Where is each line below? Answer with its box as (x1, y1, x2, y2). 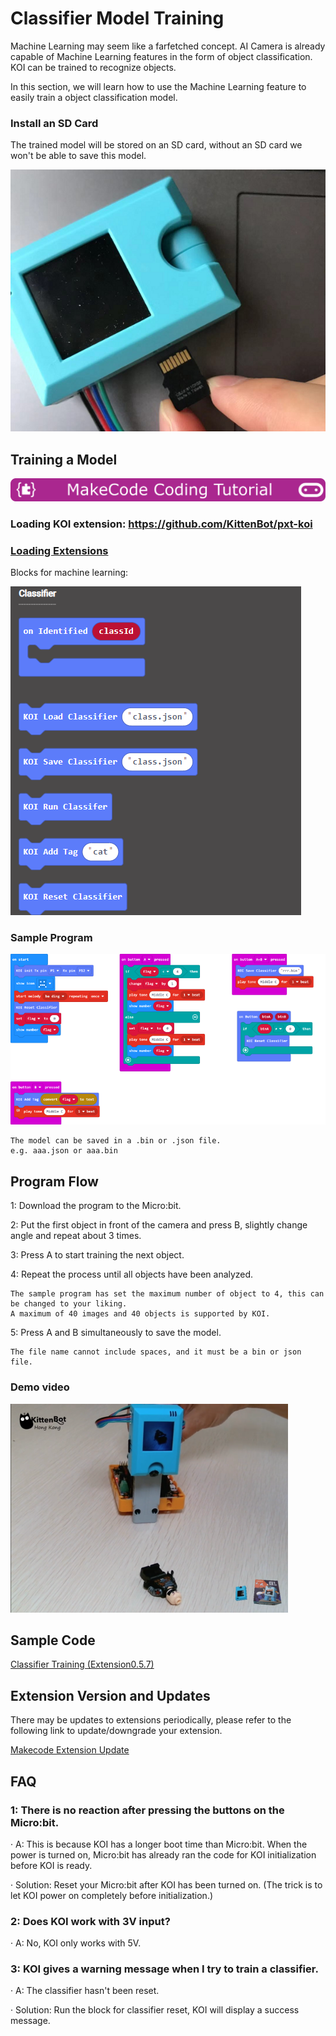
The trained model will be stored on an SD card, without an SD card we (10, 139, 303, 151)
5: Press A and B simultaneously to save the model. (10, 1327, 222, 1339)
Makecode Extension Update (10, 1744, 130, 1756)
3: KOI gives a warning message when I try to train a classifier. (10, 1962, 319, 1976)
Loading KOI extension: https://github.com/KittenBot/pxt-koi (10, 517, 313, 531)
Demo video (10, 1380, 70, 1394)
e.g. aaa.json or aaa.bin (10, 1146, 118, 1156)
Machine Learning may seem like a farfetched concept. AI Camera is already (10, 40, 326, 52)
